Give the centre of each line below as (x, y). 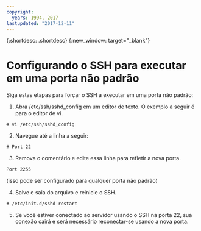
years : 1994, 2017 (35, 18)
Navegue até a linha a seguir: (51, 136)
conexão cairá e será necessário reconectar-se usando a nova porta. (102, 222)
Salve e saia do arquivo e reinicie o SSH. (66, 193)
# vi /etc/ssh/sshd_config (41, 125)
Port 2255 (19, 169)
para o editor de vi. (39, 113)
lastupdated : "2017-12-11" (41, 23)
